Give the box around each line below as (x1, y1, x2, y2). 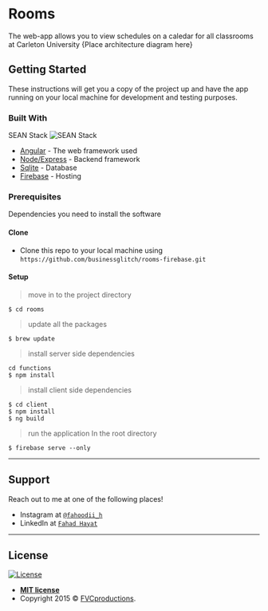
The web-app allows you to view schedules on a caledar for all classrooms (8, 31, 254, 41)
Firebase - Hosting (19, 171, 82, 181)
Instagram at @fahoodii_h (19, 510, 103, 519)
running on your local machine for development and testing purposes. (8, 93, 238, 102)
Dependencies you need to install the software (8, 209, 162, 219)
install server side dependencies (27, 349, 136, 358)
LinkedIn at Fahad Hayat (19, 518, 98, 527)
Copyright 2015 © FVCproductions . (19, 593, 136, 603)
